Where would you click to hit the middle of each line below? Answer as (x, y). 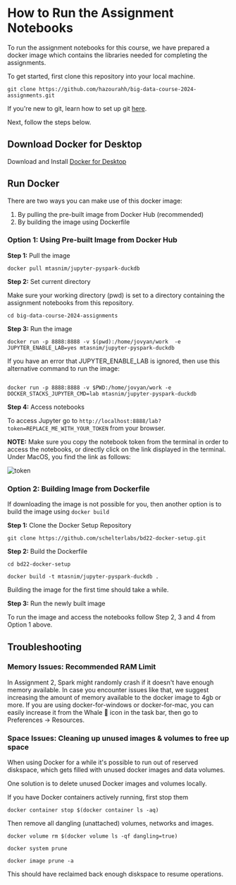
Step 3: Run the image (40, 328)
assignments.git (31, 95)
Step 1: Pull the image (39, 255)
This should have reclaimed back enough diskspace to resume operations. (116, 874)
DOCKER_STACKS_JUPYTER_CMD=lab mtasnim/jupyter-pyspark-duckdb (102, 393)
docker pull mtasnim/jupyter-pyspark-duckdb (74, 268)
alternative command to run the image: (63, 368)
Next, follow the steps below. (49, 122)
